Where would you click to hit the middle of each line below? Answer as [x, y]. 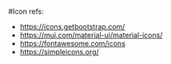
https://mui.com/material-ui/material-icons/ [91, 35]
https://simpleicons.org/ [60, 52]
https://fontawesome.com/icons [73, 43]
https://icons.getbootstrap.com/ [72, 26]
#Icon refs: [26, 11]
